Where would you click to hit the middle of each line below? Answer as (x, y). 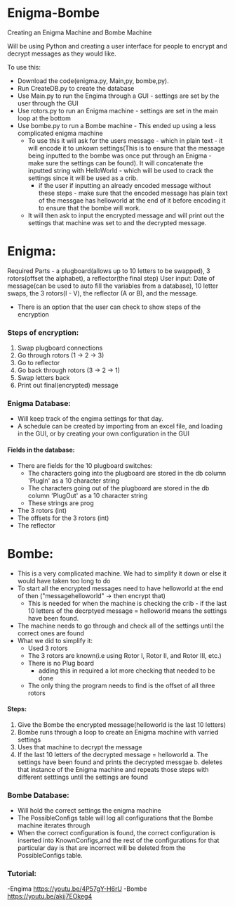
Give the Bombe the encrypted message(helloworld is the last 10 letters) (122, 724)
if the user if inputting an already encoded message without (125, 185)
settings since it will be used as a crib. (83, 178)
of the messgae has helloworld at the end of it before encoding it (132, 200)
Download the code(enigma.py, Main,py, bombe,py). (93, 81)
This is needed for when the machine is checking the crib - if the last (127, 603)
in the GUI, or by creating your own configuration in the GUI (103, 433)
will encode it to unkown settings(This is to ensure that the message (126, 148)
